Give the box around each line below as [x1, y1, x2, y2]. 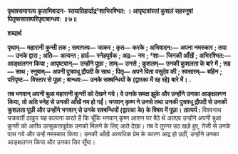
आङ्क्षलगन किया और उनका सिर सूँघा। [7, 138, 96, 146]
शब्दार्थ [7, 29, 22, 37]
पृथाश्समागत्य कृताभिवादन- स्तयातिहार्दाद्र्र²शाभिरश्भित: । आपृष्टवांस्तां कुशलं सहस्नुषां [7, 7, 194, 15]
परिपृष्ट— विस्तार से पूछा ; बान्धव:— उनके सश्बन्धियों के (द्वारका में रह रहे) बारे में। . [7, 76, 192, 83]
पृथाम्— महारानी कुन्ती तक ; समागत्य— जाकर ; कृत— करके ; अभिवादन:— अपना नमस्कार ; [7, 43, 217, 51]
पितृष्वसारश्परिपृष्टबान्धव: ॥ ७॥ [7, 15, 77, 23]
